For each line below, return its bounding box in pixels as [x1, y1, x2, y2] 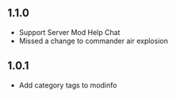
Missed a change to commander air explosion [18, 36, 168, 45]
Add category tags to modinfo [18, 80, 117, 90]
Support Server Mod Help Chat [18, 27, 121, 37]
